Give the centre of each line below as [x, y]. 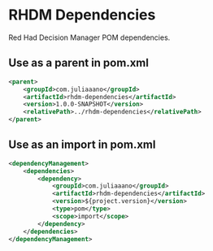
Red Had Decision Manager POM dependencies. [89, 37]
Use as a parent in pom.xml [78, 63]
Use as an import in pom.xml [82, 145]
